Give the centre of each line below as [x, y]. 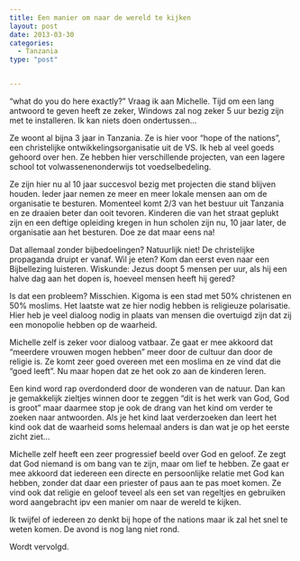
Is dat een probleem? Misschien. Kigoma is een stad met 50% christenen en [150, 296]
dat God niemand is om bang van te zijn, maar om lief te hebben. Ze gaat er [150, 463]
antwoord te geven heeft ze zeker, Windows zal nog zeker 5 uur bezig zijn [146, 111]
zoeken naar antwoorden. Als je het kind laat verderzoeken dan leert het [143, 417]
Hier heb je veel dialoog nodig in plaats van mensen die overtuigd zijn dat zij [150, 315]
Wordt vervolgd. [39, 547]
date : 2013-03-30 [42, 34]
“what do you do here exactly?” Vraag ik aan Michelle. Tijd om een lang [142, 101]
